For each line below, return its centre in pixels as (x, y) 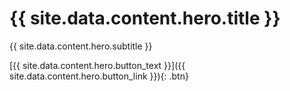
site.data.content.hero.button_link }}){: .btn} (99, 76)
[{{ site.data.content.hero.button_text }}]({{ (97, 65)
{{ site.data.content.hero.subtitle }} (81, 46)
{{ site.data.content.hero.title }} (145, 18)
